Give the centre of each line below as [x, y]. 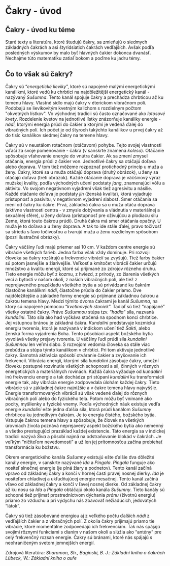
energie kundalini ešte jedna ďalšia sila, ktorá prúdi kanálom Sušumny [78, 409]
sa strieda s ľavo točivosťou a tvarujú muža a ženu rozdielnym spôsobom [82, 231]
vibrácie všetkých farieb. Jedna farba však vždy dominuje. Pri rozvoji [77, 252]
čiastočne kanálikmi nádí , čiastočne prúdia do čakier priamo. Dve [74, 290]
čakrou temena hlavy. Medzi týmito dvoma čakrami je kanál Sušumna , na [82, 301]
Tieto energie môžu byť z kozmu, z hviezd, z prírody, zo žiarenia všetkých [82, 274]
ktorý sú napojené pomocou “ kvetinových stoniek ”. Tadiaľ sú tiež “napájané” [85, 306]
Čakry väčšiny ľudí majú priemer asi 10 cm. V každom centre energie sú [80, 247]
